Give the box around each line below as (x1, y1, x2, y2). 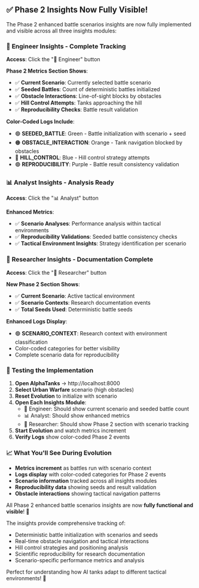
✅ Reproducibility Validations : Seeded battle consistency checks (14, 233, 177, 241)
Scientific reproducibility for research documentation (14, 550, 145, 557)
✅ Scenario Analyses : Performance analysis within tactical (14, 220, 161, 227)
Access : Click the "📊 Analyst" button (6, 194, 99, 202)
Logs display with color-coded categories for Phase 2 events (14, 471, 166, 478)
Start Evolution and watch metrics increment (14, 427, 127, 434)
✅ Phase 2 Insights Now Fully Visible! (6, 5, 148, 15)
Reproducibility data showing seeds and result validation (14, 484, 157, 491)
